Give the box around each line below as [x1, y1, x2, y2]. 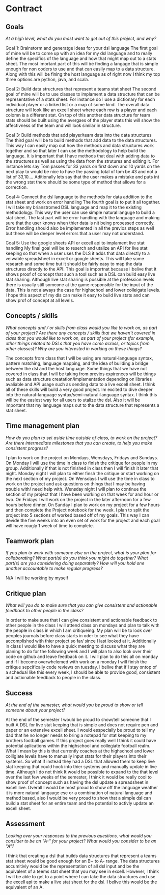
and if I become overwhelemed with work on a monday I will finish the [5, 659, 147, 665]
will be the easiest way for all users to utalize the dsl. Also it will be [5, 397, 140, 403]
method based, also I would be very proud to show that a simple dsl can [5, 795, 151, 801]
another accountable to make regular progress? [5, 566, 103, 571]
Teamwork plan [5, 537, 55, 545]
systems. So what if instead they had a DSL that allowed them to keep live [5, 758, 155, 765]
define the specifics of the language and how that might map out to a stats [5, 56, 157, 61]
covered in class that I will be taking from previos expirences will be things [5, 371, 156, 377]
